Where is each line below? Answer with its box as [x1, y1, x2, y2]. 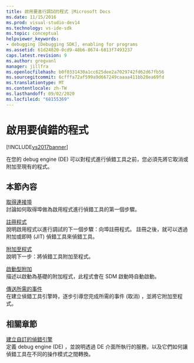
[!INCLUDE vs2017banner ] [6, 143, 69, 150]
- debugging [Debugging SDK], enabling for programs [6, 42, 138, 48]
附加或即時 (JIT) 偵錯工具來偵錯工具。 [6, 233, 98, 240]
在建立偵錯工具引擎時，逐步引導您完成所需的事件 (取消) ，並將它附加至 [6, 293, 178, 300]
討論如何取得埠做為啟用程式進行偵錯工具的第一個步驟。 [6, 206, 140, 213]
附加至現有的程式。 [6, 163, 53, 170]
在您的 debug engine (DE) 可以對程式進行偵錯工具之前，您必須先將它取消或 [6, 156, 189, 163]
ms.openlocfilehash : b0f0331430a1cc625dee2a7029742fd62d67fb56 [6, 69, 165, 75]
